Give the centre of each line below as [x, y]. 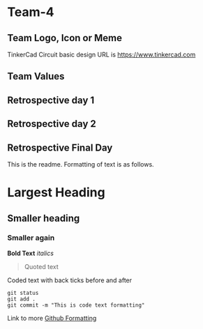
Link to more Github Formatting [52, 318]
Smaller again [31, 238]
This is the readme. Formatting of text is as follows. [81, 164]
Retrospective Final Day [60, 147]
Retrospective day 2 [52, 124]
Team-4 [31, 12]
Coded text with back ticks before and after [70, 280]
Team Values [36, 76]
